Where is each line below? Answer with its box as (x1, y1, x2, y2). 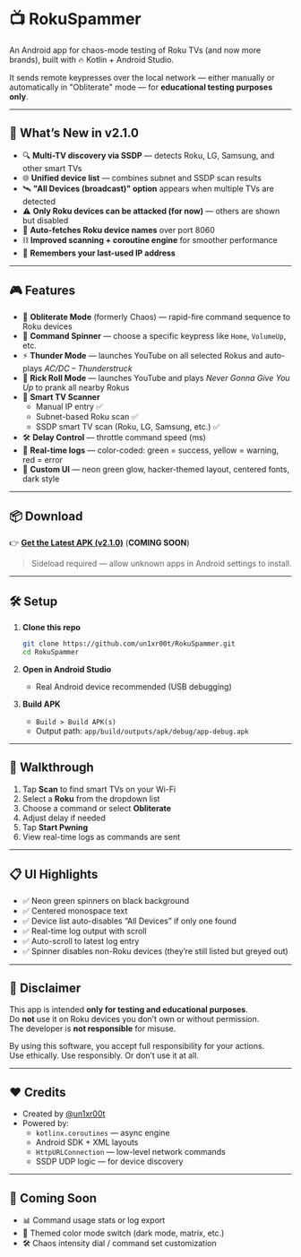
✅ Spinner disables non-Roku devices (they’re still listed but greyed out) (21, 945, 288, 957)
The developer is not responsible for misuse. (9, 1023, 176, 1034)
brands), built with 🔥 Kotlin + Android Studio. (9, 54, 175, 65)
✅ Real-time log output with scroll (21, 925, 147, 936)
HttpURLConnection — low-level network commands (35, 1147, 226, 1157)
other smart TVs (21, 162, 82, 173)
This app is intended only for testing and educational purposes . (9, 1004, 248, 1015)
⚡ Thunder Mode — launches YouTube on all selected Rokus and (21, 350, 263, 360)
